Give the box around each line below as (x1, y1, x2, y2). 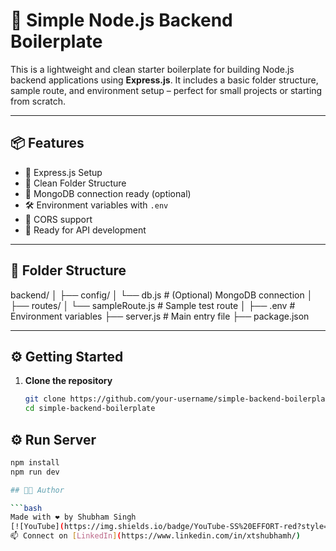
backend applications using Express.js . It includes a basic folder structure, (10, 74, 319, 86)
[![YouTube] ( (10, 522, 65, 532)
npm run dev (10, 467, 60, 477)
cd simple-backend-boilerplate (24, 404, 156, 414)
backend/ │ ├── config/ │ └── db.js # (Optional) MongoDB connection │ (10, 289, 313, 301)
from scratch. (10, 95, 67, 107)
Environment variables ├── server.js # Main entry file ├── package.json (10, 310, 310, 322)
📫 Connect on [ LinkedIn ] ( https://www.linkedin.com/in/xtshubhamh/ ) (10, 531, 301, 541)
